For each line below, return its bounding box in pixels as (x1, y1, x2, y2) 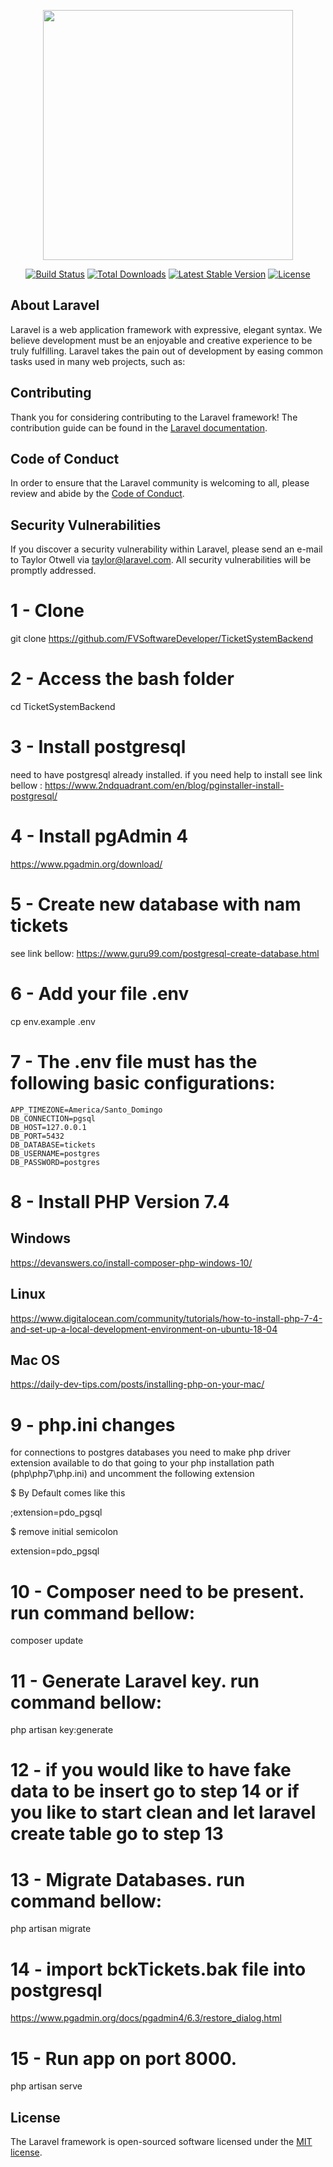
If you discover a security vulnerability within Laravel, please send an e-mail (10, 543, 323, 555)
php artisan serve (10, 2080, 83, 2092)
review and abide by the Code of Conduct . (10, 488, 185, 500)
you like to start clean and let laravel (10, 1801, 317, 1824)
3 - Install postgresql (10, 736, 187, 759)
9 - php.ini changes (10, 1413, 176, 1436)
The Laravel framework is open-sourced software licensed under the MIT (10, 2136, 313, 2148)
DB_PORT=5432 (10, 1131, 65, 1141)
